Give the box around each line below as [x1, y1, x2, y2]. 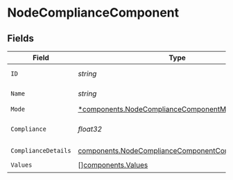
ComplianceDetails [10, 147, 71, 154]
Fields [7, 33, 35, 44]
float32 [78, 125, 103, 134]
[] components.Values [78, 160, 148, 170]
